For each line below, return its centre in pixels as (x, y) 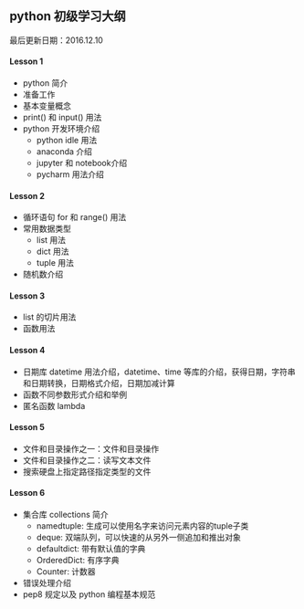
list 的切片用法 (49, 317)
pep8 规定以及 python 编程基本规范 (89, 594)
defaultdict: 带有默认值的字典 (91, 549)
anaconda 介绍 (64, 152)
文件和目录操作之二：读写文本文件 (87, 460)
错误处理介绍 (47, 583)
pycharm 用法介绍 (70, 174)
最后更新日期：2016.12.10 (56, 40)
